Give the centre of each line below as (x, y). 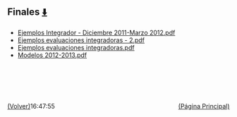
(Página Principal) (204, 106)
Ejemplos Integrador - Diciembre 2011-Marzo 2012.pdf (96, 32)
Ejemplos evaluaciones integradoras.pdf (76, 47)
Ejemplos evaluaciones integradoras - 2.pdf (81, 40)
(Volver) (19, 106)
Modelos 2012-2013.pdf (52, 55)
